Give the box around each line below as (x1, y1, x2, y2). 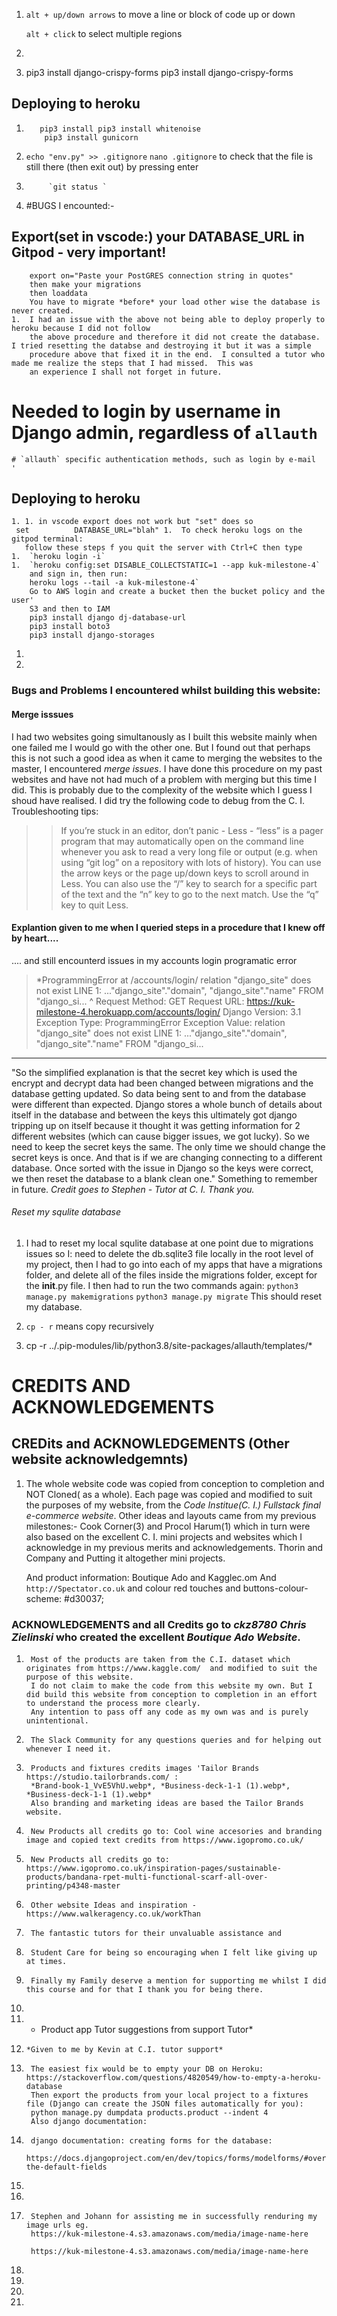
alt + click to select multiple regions (25, 28, 183, 39)
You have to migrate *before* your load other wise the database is (29, 297, 321, 307)
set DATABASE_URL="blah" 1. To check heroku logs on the (15, 525, 303, 536)
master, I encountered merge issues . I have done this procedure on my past (11, 762, 323, 774)
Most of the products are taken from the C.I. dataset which (30, 1655, 291, 1665)
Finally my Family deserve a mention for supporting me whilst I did (30, 1976, 327, 1986)
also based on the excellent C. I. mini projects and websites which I (25, 1530, 303, 1543)
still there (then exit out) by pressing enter (25, 160, 199, 173)
